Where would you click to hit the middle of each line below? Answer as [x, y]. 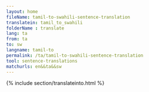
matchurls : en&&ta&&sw [34, 66]
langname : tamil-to [30, 50]
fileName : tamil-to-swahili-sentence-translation [68, 17]
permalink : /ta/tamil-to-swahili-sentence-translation [75, 55]
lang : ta [17, 34]
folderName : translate [35, 28]
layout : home [22, 11]
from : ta [17, 39]
